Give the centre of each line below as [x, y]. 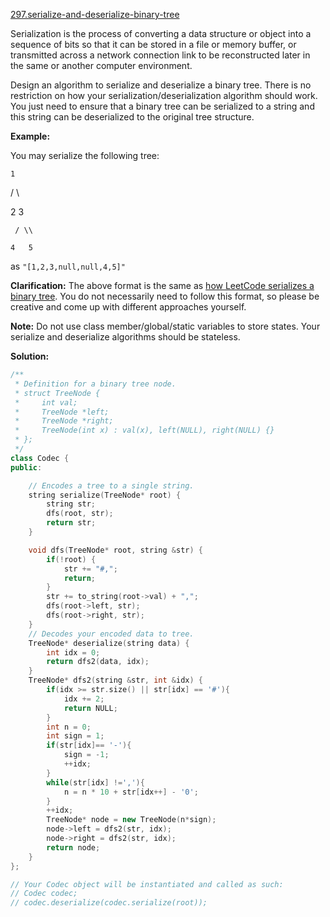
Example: [30, 136]
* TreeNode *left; [62, 412]
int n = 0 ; [69, 727]
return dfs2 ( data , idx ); [98, 662]
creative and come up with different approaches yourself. [128, 307]
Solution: [30, 356]
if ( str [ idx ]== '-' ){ [89, 745]
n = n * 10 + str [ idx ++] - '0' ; [131, 792]
